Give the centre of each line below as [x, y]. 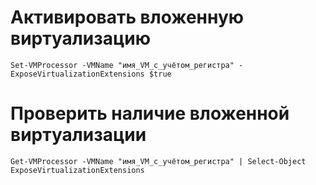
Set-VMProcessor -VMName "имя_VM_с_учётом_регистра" [122, 65]
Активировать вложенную [127, 17]
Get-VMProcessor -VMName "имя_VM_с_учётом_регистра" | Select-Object [158, 161]
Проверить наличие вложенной [150, 113]
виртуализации [78, 135]
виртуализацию [80, 38]
